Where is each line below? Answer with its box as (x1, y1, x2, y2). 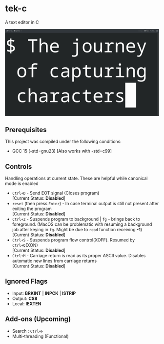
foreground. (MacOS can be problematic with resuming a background (12, 221, 152, 227)
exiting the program (12, 206, 52, 212)
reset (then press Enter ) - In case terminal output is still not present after (12, 201, 159, 207)
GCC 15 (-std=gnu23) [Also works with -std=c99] (12, 148, 112, 154)
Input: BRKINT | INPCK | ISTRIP (12, 290, 76, 296)
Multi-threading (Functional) (12, 333, 69, 339)
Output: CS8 (12, 295, 38, 301)
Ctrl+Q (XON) (12, 242, 38, 248)
